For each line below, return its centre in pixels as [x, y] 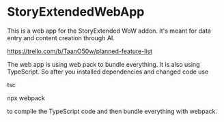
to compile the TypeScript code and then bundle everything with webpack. [112, 111]
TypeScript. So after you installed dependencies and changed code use [108, 72]
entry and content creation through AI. [61, 37]
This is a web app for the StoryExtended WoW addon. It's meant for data [109, 31]
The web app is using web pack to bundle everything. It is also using [103, 64]
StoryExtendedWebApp [76, 12]
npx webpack [26, 98]
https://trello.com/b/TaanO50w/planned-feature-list [80, 51]
